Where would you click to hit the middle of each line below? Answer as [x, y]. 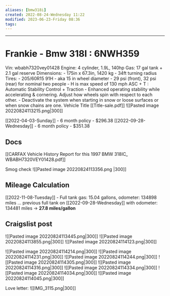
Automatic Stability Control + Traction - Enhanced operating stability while [83, 90]
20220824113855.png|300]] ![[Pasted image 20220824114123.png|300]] [81, 241]
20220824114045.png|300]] [35, 278]
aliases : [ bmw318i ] [26, 10]
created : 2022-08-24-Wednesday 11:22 [45, 15]
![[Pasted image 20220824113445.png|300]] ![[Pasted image [69, 236]
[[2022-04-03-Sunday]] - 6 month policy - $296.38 [59, 121]
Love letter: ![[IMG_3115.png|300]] [41, 288]
